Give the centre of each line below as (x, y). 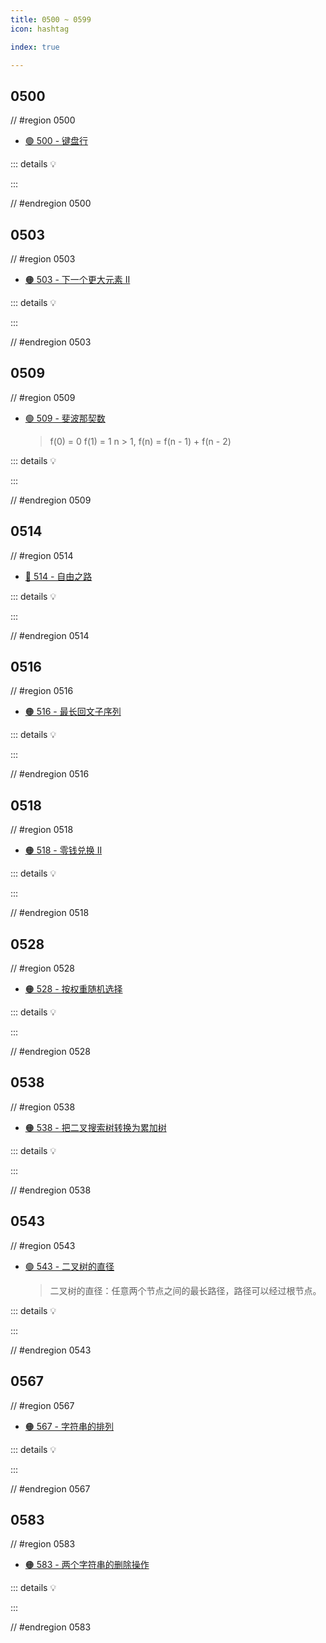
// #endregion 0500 (51, 203)
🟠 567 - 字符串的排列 (69, 1426)
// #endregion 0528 (51, 1052)
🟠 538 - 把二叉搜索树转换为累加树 (95, 1127)
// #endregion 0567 (50, 1488)
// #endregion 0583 (51, 1627)
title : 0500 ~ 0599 (51, 19)
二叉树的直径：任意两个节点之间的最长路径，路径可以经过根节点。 (185, 1290)
